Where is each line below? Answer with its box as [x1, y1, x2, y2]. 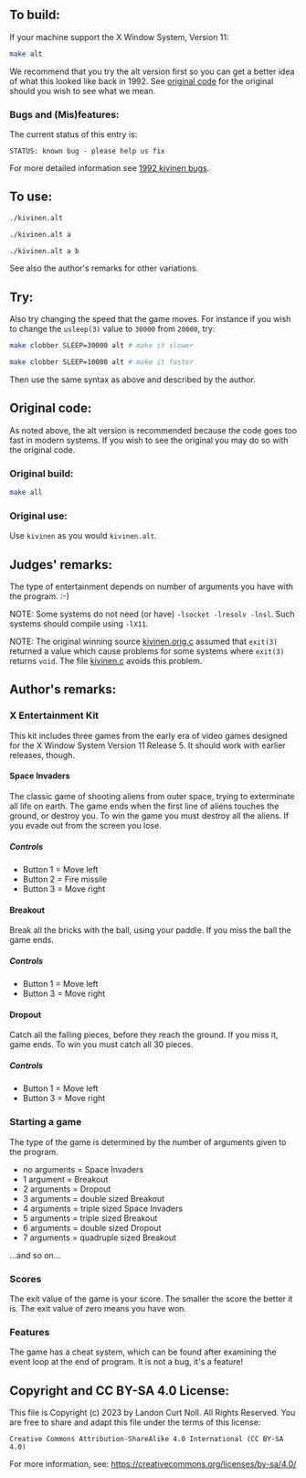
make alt [9, 49, 43, 59]
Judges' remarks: [9, 557, 112, 573]
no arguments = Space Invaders [22, 1163, 144, 1174]
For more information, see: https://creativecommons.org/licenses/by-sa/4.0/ [9, 1458, 297, 1469]
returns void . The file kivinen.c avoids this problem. [9, 656, 203, 667]
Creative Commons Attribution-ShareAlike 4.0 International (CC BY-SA [9, 1434, 284, 1443]
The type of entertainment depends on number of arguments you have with [9, 581, 294, 593]
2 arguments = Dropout [22, 1183, 111, 1194]
